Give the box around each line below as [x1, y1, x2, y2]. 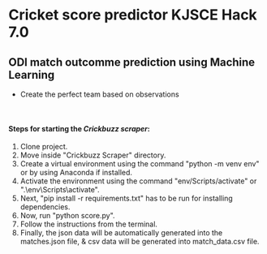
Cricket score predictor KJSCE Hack [8, 6, 257, 24]
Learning [8, 67, 55, 82]
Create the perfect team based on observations [19, 89, 180, 99]
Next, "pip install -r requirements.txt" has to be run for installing [19, 193, 233, 204]
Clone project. [19, 142, 68, 152]
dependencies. [19, 202, 71, 212]
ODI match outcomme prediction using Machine [8, 55, 256, 69]
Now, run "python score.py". [19, 211, 115, 221]
